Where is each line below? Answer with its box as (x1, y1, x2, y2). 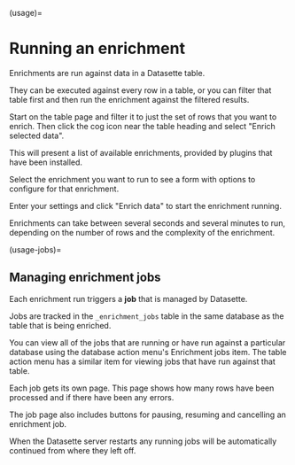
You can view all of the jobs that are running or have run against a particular (9, 337, 286, 348)
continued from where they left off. (9, 445, 136, 455)
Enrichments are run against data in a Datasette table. (9, 67, 206, 78)
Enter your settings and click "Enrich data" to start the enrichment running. (9, 200, 282, 211)
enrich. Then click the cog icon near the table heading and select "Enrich (9, 120, 276, 131)
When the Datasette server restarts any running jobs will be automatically (9, 436, 277, 446)
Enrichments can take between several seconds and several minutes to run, (9, 217, 286, 229)
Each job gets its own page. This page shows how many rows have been (9, 383, 275, 393)
